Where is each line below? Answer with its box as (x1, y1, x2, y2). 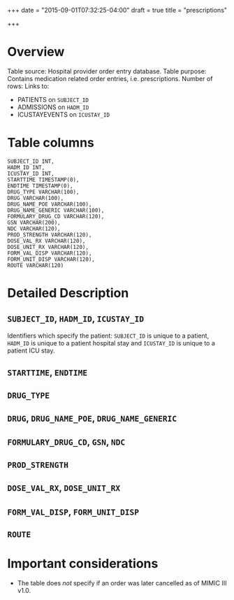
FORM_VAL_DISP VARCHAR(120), (7, 250, 92, 257)
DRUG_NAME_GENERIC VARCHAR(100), (7, 206, 105, 214)
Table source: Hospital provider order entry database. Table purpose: (7, 66, 207, 76)
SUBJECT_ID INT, (7, 157, 54, 165)
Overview (7, 44, 65, 60)
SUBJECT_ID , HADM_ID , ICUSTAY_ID (7, 313, 145, 324)
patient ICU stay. (7, 346, 55, 355)
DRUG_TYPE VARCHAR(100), (7, 188, 80, 195)
